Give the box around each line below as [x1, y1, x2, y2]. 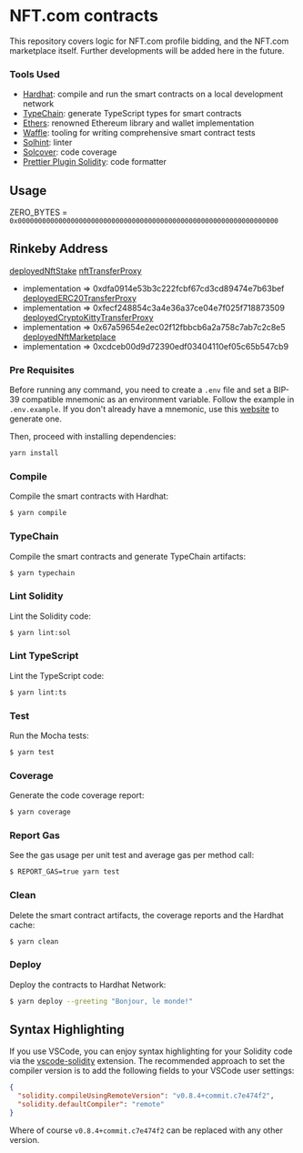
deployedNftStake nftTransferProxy [9, 265, 143, 276]
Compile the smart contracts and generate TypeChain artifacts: [9, 551, 247, 561]
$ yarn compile [9, 509, 67, 518]
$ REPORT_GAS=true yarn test [9, 867, 120, 876]
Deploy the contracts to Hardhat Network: [9, 979, 167, 990]
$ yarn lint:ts [9, 688, 67, 697]
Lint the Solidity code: [9, 611, 91, 622]
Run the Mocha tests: [9, 730, 89, 742]
